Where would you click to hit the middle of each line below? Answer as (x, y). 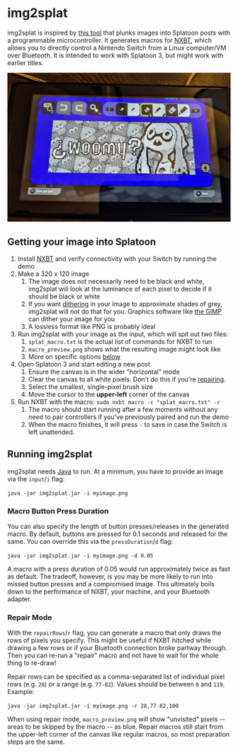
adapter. (19, 599)
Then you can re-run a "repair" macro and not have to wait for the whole (113, 656)
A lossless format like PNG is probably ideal (92, 326)
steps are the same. (36, 742)
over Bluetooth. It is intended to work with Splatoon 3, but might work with (115, 55)
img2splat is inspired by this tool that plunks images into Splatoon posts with (119, 33)
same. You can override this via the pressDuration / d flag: (90, 542)
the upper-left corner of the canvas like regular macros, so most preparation (119, 735)
